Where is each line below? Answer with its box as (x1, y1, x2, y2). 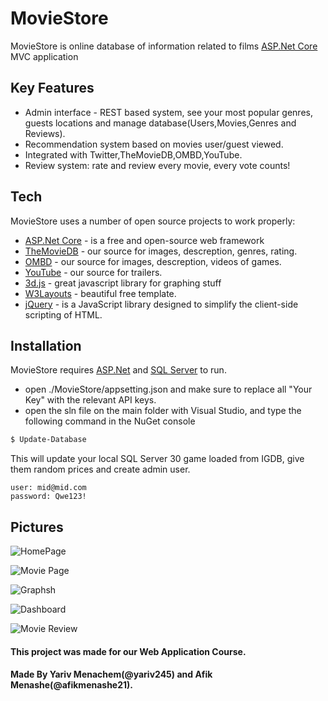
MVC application (10, 50, 79, 62)
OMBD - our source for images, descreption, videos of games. (24, 255, 282, 267)
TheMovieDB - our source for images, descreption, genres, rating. (24, 245, 298, 257)
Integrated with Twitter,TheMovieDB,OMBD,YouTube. (24, 148, 243, 161)
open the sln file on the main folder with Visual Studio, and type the (24, 405, 302, 417)
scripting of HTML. (24, 308, 103, 321)
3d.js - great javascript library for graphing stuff (24, 277, 222, 289)
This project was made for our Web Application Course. (10, 645, 247, 657)
